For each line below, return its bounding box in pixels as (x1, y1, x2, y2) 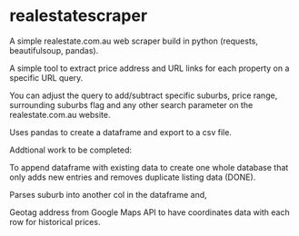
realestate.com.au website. (9, 109, 111, 120)
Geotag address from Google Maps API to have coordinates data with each (9, 206, 291, 218)
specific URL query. (9, 72, 84, 83)
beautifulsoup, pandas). (9, 44, 99, 55)
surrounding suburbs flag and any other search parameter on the (9, 99, 254, 110)
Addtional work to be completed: (9, 144, 132, 155)
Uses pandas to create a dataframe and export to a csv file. (9, 126, 232, 137)
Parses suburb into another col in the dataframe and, (9, 189, 207, 200)
